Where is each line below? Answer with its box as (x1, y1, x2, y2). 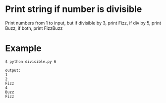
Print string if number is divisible (5, 3, 142, 15)
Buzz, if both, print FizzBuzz (5, 25, 63, 31)
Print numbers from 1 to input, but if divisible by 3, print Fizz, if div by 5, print (5, 20, 162, 26)
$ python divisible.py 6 (5, 59, 56, 64)
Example (5, 43, 42, 54)
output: (5, 68, 21, 73)
